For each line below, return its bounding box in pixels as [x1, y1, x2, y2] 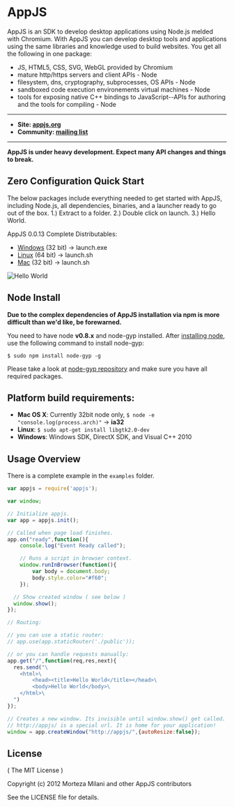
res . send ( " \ [13, 664, 49, 671]
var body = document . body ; [32, 568, 111, 575]
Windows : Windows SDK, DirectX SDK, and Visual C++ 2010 [17, 433, 192, 441]
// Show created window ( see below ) [13, 593, 127, 600]
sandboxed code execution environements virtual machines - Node [17, 85, 211, 94]
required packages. [7, 371, 63, 380]
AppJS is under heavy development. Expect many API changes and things [7, 147, 226, 156]
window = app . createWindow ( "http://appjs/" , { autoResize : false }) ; [7, 728, 201, 735]
